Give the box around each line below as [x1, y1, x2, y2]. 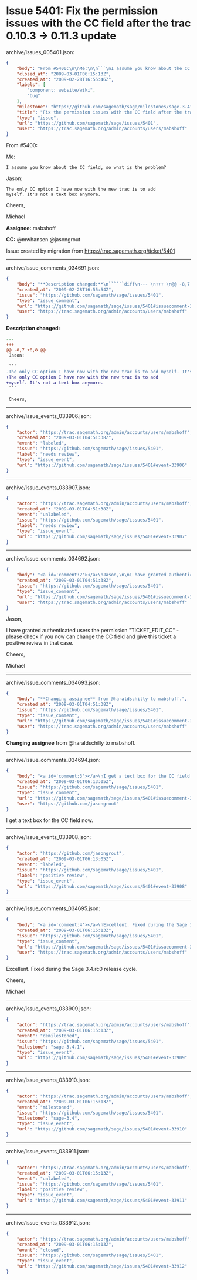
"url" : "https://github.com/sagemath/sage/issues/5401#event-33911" [16, 1198, 188, 1203]
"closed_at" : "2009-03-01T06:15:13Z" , [16, 71, 111, 77]
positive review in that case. [6, 639, 74, 646]
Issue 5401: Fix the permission [6, 4, 158, 18]
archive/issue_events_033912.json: [6, 1219, 90, 1226]
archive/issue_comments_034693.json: [6, 679, 101, 687]
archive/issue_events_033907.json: [6, 484, 90, 491]
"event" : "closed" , [16, 1247, 64, 1253]
